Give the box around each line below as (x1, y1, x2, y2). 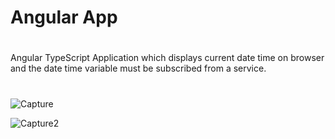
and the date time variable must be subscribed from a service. (10, 62, 267, 75)
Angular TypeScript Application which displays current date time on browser (10, 52, 325, 64)
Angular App (10, 6, 118, 29)
